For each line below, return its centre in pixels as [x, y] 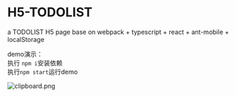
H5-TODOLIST [50, 12]
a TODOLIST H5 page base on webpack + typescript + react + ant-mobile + [118, 32]
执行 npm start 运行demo [43, 72]
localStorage [26, 39]
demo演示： [25, 54]
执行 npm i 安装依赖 [35, 63]
